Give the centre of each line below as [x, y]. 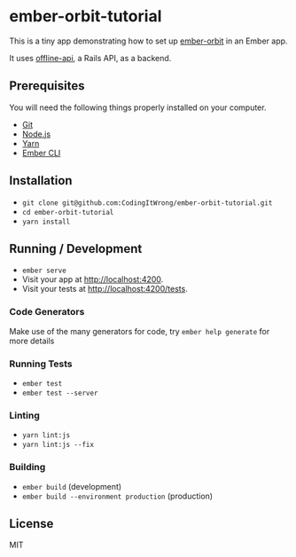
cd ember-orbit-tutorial [68, 212]
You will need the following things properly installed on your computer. [138, 107]
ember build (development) [72, 486]
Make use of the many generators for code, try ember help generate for [140, 331]
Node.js [36, 134]
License [31, 524]
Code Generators [47, 312]
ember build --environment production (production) [117, 496]
